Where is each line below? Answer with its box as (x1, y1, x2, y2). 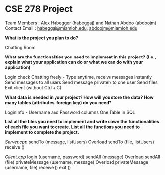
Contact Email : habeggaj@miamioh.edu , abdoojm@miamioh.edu (5, 25, 138, 31)
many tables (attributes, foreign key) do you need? (5, 99, 111, 105)
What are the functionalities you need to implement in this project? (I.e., (5, 54, 156, 60)
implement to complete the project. (5, 129, 79, 135)
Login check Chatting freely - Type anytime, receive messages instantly (5, 74, 152, 80)
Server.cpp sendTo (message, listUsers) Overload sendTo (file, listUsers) (5, 139, 155, 145)
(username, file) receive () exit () (5, 164, 71, 170)
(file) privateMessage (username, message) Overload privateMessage (5, 159, 149, 165)
